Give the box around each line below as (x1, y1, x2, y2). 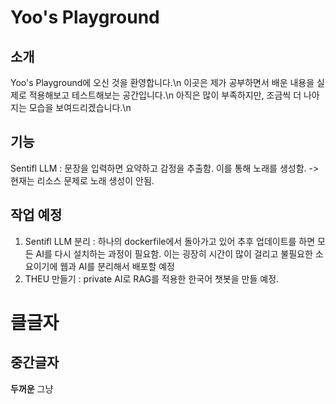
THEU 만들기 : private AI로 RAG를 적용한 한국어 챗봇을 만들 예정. (24, 272, 280, 285)
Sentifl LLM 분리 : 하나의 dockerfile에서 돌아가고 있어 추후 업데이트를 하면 (24, 235, 316, 247)
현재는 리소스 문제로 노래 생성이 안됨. (10, 174, 155, 186)
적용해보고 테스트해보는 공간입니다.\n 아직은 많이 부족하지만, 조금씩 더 (28, 89, 302, 101)
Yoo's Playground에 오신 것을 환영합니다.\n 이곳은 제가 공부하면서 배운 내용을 (10, 77, 315, 88)
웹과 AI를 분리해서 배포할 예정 (59, 260, 175, 272)
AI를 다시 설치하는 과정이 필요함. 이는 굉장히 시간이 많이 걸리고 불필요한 (35, 247, 313, 260)
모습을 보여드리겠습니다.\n (28, 102, 132, 113)
